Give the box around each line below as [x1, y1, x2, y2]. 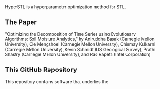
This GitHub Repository [5, 66, 78, 74]
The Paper [5, 18, 37, 26]
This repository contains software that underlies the [5, 78, 109, 84]
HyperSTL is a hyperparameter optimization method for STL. [5, 4, 126, 10]
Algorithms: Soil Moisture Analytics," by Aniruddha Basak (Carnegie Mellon [5, 36, 155, 42]
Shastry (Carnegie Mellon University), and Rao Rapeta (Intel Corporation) [5, 52, 151, 57]
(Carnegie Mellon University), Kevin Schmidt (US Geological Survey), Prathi [5, 47, 156, 52]
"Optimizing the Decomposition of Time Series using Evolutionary [5, 31, 136, 36]
